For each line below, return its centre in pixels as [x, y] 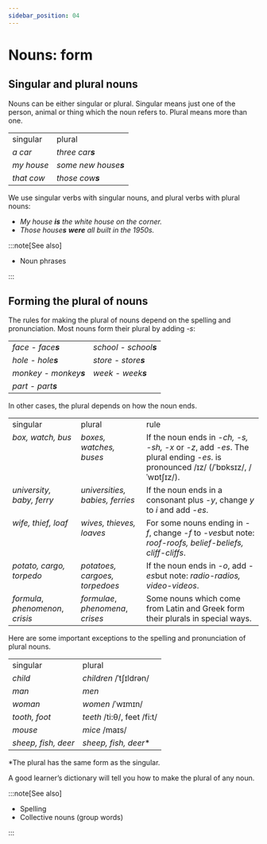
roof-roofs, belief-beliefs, [195, 543]
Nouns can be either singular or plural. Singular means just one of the [122, 104]
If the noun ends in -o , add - [200, 566]
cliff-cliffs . [166, 553]
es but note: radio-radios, [193, 576]
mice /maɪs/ [104, 730]
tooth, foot [32, 717]
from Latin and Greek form [195, 608]
